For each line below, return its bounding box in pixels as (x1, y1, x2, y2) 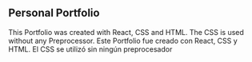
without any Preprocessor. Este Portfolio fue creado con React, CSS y (8, 36, 238, 45)
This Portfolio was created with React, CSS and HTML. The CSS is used (8, 27, 244, 37)
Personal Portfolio (8, 6, 100, 20)
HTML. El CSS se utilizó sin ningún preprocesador (8, 44, 173, 54)
